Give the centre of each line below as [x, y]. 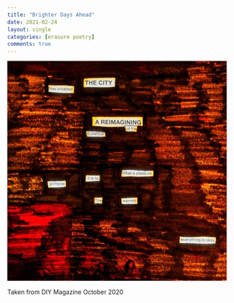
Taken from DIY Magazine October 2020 [65, 292]
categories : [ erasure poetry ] [51, 37]
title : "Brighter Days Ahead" [51, 15]
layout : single [29, 29]
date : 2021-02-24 [32, 22]
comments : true [29, 44]
